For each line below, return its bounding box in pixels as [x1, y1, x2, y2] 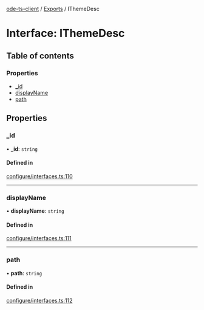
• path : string [6, 269, 42, 277]
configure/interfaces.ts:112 [6, 297, 73, 304]
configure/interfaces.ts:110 [6, 173, 73, 180]
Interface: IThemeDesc [6, 27, 125, 40]
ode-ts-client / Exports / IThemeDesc [6, 5, 100, 12]
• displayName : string [6, 207, 65, 215]
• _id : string [6, 145, 38, 153]
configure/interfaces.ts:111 [6, 235, 72, 242]
